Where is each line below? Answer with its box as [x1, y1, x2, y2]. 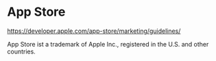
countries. [7, 47, 36, 56]
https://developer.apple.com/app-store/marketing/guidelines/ [7, 27, 181, 35]
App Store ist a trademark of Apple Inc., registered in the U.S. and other [7, 40, 209, 48]
